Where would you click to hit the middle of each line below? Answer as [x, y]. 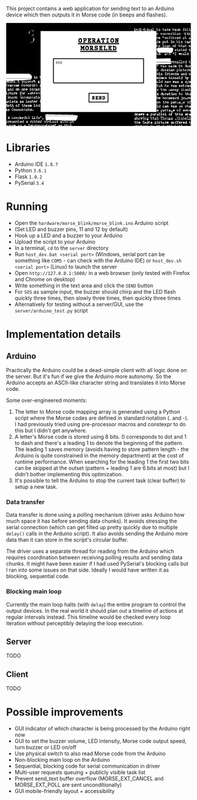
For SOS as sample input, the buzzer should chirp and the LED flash [95, 292]
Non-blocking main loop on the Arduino [62, 760]
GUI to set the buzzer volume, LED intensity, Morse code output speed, [100, 741]
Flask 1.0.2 [28, 177]
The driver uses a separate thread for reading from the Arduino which [90, 551]
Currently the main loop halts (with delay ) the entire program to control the [96, 604]
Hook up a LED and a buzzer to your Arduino [69, 235]
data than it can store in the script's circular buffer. [67, 540]
